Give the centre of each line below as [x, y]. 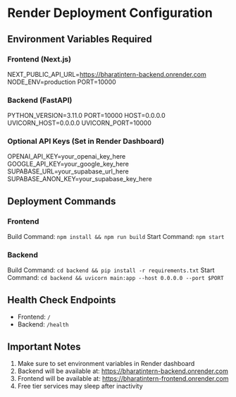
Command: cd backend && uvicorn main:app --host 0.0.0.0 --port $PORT [116, 278]
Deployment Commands [62, 201]
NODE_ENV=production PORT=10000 [62, 82]
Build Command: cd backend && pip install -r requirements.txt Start [111, 270]
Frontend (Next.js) [39, 59]
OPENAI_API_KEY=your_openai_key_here [67, 157]
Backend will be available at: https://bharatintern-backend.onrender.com [123, 371]
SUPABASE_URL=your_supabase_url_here [68, 171]
